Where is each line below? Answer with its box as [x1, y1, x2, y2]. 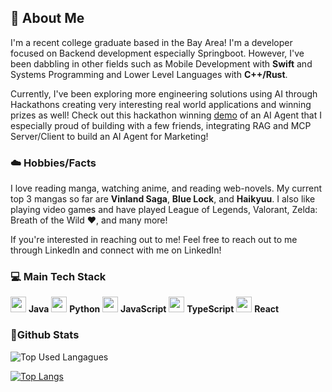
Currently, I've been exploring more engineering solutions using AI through [10, 87, 318, 100]
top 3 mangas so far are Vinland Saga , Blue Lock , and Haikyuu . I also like [10, 193, 316, 205]
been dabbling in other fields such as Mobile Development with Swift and [10, 57, 313, 70]
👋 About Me [10, 10, 85, 27]
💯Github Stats [10, 328, 80, 342]
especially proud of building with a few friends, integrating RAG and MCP [10, 119, 312, 131]
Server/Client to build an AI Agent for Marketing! [10, 130, 209, 142]
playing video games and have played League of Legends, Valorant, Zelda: [10, 204, 318, 216]
